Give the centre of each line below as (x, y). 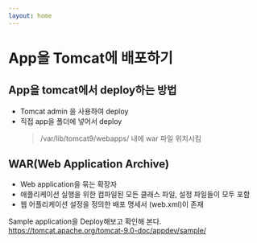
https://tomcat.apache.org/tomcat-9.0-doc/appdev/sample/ (108, 231)
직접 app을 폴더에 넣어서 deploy (71, 121)
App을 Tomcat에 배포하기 (91, 58)
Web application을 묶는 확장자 (68, 184)
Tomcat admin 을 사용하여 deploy (74, 111)
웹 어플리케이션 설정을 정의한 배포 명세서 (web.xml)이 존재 (112, 204)
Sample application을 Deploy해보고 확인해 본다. (85, 221)
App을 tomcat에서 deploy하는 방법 (93, 91)
